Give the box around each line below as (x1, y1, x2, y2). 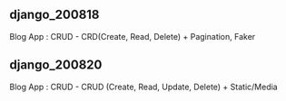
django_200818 (9, 7, 100, 23)
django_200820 (9, 58, 103, 73)
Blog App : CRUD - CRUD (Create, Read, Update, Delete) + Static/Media (9, 81, 279, 92)
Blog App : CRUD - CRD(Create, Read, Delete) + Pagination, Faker (9, 31, 256, 41)
